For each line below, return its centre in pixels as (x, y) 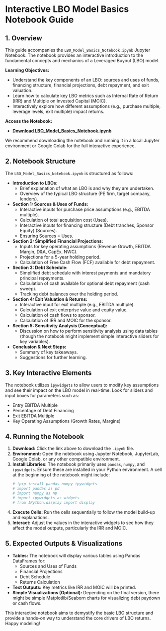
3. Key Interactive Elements (48, 373)
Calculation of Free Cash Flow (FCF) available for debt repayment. (87, 262)
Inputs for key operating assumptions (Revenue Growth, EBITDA (85, 246)
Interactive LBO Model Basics (67, 9)
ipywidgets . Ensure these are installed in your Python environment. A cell (87, 470)
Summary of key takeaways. (49, 352)
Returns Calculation (40, 582)
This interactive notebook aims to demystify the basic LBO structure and (79, 613)
